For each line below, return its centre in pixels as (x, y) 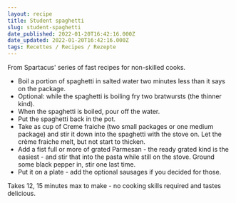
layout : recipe (30, 14)
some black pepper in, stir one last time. (77, 164)
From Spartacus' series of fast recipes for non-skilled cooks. (97, 67)
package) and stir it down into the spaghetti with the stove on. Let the (120, 134)
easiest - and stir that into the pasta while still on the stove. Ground (116, 157)
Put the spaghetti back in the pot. (67, 119)
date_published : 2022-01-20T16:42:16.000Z (71, 34)
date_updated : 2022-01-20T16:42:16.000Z (68, 41)
